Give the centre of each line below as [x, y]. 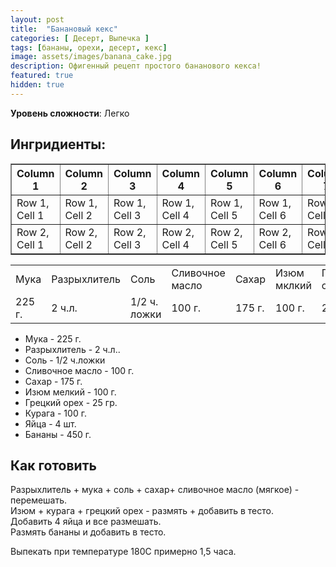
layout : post [37, 19]
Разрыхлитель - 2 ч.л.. [72, 349]
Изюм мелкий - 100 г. [70, 392]
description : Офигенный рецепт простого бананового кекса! [136, 66]
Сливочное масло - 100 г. [79, 370]
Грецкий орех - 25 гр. [71, 402]
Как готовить [53, 465]
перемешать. [39, 500]
